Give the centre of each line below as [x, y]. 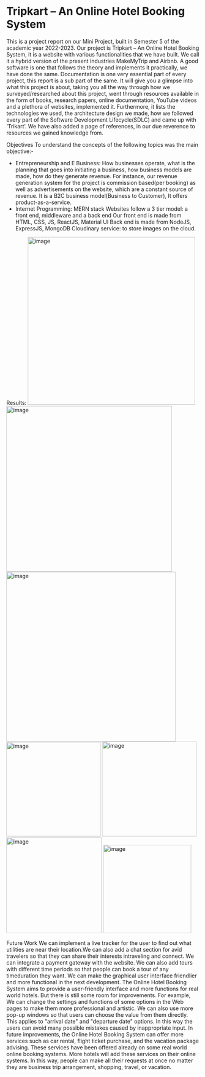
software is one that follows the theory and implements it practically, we [97, 67]
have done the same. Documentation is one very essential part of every [96, 74]
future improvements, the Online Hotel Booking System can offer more [95, 1034]
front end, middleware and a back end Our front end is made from [98, 215]
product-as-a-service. [43, 202]
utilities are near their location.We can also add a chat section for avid [94, 949]
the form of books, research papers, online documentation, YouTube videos [102, 100]
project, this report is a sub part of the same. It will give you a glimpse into [100, 80]
